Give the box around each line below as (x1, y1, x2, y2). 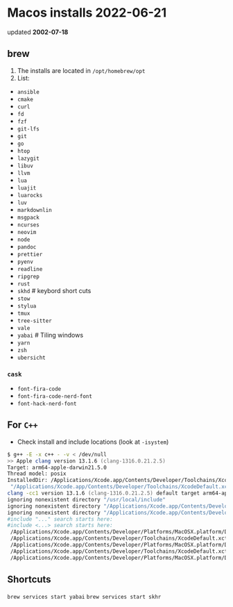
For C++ (7, 419, 38, 431)
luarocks (17, 192, 43, 199)
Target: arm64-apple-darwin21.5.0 (7, 464, 107, 471)
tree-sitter (17, 317, 52, 324)
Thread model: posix (7, 470, 67, 477)
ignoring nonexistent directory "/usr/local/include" (7, 496, 166, 503)
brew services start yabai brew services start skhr (7, 593, 162, 600)
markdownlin (17, 206, 52, 213)
